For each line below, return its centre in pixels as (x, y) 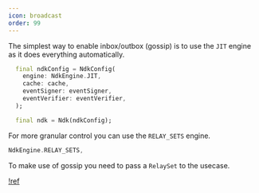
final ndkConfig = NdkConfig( (65, 69)
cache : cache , (46, 84)
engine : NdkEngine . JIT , (62, 77)
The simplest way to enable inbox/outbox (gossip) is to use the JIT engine (130, 45)
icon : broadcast (35, 16)
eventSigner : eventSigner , (67, 91)
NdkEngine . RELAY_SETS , (46, 150)
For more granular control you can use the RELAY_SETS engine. (110, 136)
